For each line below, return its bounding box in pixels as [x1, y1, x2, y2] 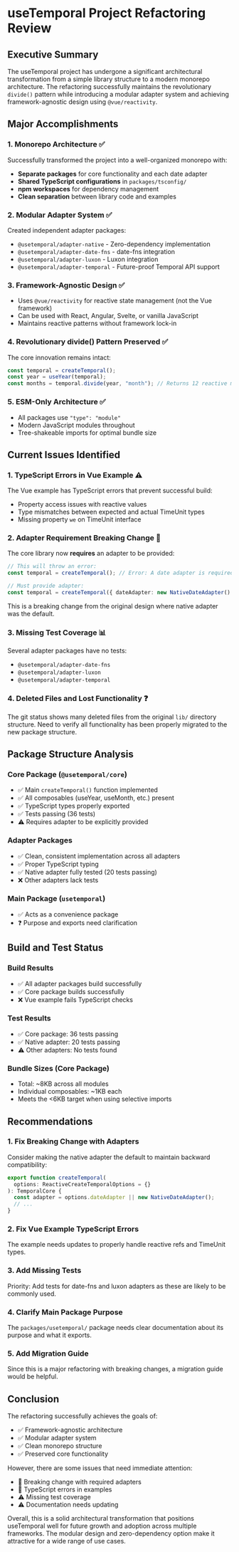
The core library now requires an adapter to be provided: [7, 549, 175, 558]
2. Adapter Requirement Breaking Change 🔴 [7, 533, 161, 543]
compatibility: [7, 1160, 48, 1168]
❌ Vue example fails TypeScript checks [17, 995, 134, 1004]
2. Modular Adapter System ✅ [7, 210, 112, 220]
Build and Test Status [7, 941, 104, 954]
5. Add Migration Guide [7, 1348, 89, 1358]
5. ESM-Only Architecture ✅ [7, 397, 107, 407]
